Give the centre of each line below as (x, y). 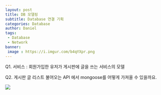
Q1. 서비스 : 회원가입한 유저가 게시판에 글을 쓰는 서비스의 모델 (65, 66)
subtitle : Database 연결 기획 (34, 19)
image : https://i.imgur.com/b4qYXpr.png (51, 51)
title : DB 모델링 (22, 14)
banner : (13, 47)
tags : (11, 33)
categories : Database (28, 24)
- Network (17, 42)
